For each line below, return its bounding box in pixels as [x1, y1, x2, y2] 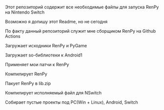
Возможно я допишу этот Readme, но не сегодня [5, 19, 108, 24]
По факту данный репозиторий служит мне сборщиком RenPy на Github [5, 28, 156, 34]
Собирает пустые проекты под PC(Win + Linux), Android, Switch [5, 99, 138, 105]
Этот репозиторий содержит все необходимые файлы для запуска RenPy [5, 4, 159, 10]
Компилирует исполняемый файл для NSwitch [5, 90, 102, 95]
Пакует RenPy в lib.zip [5, 80, 51, 86]
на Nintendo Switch [5, 9, 45, 15]
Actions [5, 34, 21, 39]
